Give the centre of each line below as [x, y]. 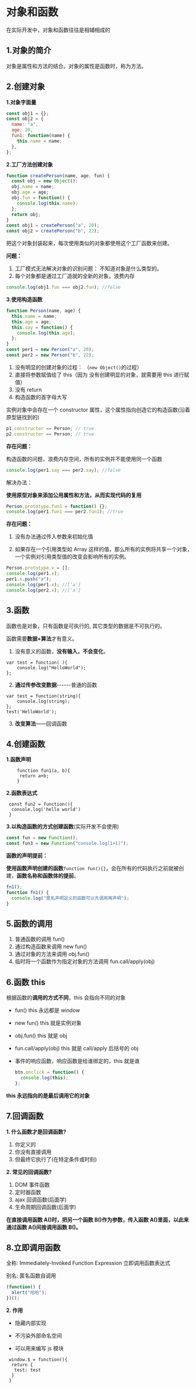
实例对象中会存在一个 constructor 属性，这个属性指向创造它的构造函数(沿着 [98, 410]
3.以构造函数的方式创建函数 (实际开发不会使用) [63, 827]
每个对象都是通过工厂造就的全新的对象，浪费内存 [75, 276]
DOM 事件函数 [32, 1184]
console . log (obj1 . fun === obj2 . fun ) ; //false [63, 287]
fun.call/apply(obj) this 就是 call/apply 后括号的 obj [76, 1048]
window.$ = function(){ [38, 1360]
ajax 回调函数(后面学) [41, 1199]
